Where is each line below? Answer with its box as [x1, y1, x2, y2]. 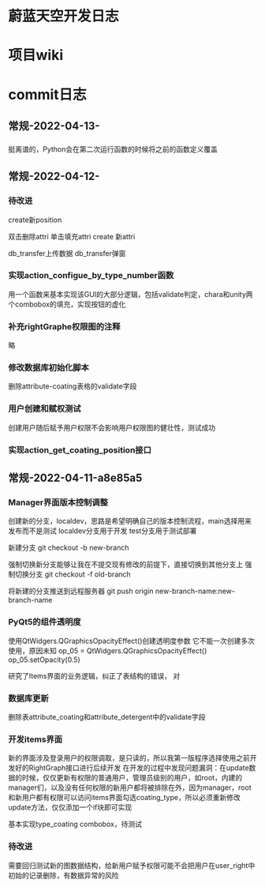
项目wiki [8, 47, 64, 64]
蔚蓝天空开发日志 [8, 7, 120, 25]
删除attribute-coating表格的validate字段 [8, 381, 137, 391]
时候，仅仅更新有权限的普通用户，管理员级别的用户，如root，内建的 [21, 773, 243, 783]
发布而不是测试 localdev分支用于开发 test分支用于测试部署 [8, 526, 197, 536]
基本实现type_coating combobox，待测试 [8, 819, 142, 829]
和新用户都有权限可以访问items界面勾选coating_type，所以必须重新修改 [8, 793, 241, 802]
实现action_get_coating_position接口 [8, 444, 152, 455]
